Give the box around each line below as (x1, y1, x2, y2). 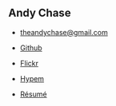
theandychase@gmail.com (19, 27, 108, 37)
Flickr (19, 58, 38, 68)
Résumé (19, 89, 47, 99)
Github (19, 43, 42, 53)
